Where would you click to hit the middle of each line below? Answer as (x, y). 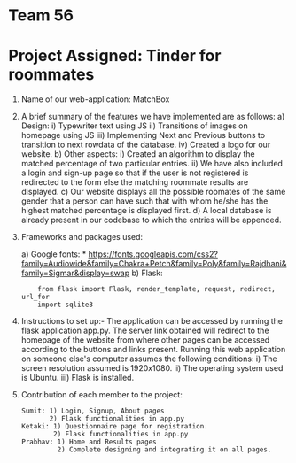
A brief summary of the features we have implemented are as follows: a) (153, 117)
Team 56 (41, 15)
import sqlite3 (66, 305)
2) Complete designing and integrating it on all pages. (164, 450)
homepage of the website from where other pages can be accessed (145, 340)
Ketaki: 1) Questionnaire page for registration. (115, 427)
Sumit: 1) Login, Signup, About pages (93, 411)
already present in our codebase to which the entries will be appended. (151, 220)
